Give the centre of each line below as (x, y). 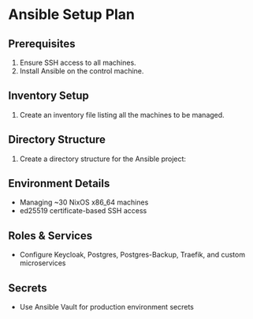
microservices (43, 263)
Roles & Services (50, 236)
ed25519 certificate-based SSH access (83, 211)
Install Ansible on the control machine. (82, 71)
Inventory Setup (48, 96)
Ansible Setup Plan (72, 15)
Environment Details (59, 184)
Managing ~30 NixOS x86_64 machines (84, 202)
